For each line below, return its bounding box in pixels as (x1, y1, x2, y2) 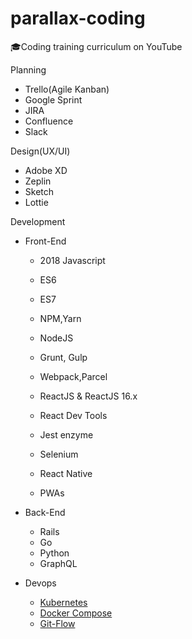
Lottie (24, 196, 49, 208)
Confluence (24, 115, 74, 127)
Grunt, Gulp (39, 351, 88, 363)
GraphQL (39, 557, 78, 569)
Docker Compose (39, 607, 113, 619)
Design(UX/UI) (10, 145, 71, 157)
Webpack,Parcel (39, 370, 108, 382)
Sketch (24, 185, 55, 197)
